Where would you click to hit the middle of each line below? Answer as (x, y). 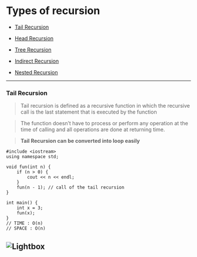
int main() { (22, 203)
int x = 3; (30, 208)
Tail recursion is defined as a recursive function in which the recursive (105, 106)
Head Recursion (34, 38)
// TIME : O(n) (25, 224)
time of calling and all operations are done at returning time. (93, 129)
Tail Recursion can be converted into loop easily (80, 141)
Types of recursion (53, 11)
